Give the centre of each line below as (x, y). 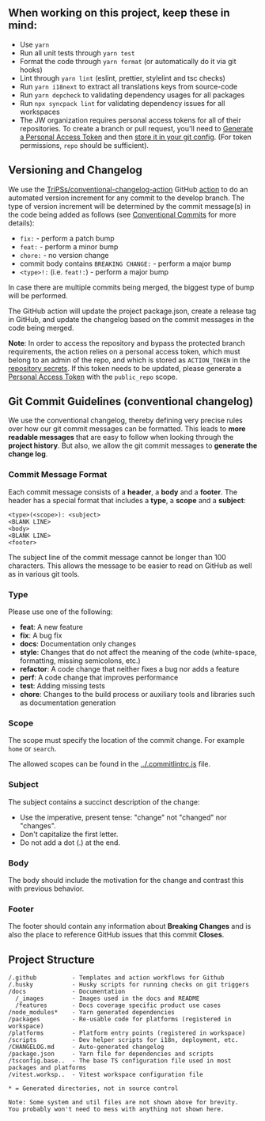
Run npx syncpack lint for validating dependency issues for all (122, 103)
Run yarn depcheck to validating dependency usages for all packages (132, 95)
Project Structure (51, 959)
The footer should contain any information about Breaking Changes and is (130, 926)
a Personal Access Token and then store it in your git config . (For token (135, 137)
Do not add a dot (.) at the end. (70, 843)
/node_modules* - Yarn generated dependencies (92, 1013)
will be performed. (38, 295)
